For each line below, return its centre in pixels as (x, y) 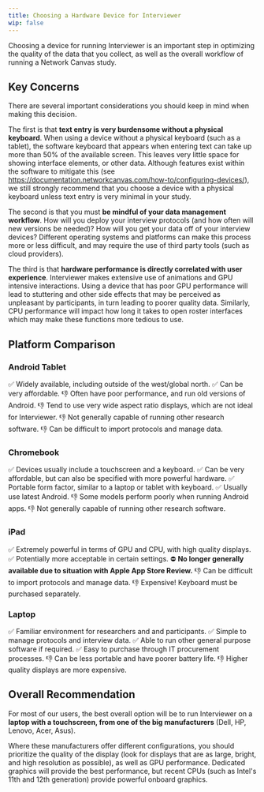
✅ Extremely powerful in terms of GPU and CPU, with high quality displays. (130, 549)
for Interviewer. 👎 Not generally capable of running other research (116, 417)
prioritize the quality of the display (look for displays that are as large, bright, (132, 754)
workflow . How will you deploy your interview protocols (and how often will (131, 220)
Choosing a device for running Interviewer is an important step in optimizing (131, 45)
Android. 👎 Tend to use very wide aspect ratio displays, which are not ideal (131, 405)
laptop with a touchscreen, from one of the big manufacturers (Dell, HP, (127, 722)
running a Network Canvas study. (62, 62)
